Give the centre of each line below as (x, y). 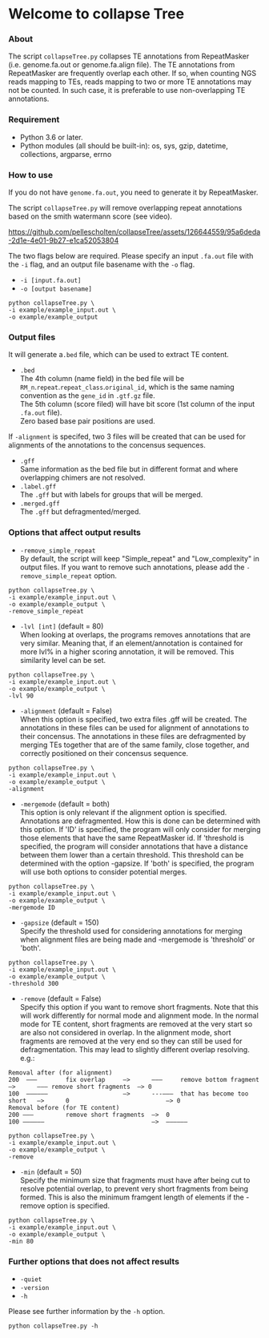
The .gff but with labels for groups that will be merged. (111, 495)
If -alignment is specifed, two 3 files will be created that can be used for (127, 436)
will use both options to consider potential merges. (103, 872)
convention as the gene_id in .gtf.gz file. (87, 396)
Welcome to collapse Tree (96, 14)
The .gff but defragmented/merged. (80, 512)
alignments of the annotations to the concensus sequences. (107, 445)
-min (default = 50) (51, 1171)
